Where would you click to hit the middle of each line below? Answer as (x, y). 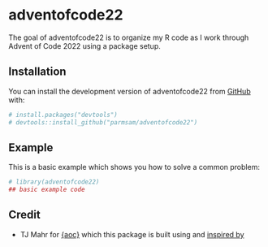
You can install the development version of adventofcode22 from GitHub (130, 91)
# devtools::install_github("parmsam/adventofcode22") (103, 122)
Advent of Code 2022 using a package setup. (84, 45)
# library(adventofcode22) (54, 182)
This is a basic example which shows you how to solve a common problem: (134, 167)
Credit (24, 215)
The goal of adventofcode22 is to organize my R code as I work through (129, 37)
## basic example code (47, 190)
